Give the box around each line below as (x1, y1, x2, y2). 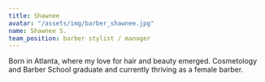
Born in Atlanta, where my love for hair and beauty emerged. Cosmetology (8, 56, 258, 66)
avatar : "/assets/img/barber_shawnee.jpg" (8, 19, 154, 27)
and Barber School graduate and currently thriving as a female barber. (8, 65, 244, 75)
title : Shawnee (8, 11, 60, 20)
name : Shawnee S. (8, 27, 67, 35)
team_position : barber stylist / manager (8, 34, 151, 43)
